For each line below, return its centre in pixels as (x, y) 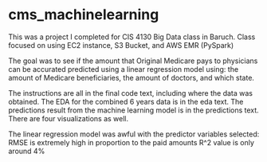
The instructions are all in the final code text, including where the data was (131, 93)
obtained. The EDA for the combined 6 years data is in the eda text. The (126, 101)
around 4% (27, 151)
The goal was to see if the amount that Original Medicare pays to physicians (133, 61)
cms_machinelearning (84, 15)
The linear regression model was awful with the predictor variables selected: (134, 134)
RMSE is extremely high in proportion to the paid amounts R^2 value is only (132, 142)
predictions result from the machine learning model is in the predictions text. (133, 110)
